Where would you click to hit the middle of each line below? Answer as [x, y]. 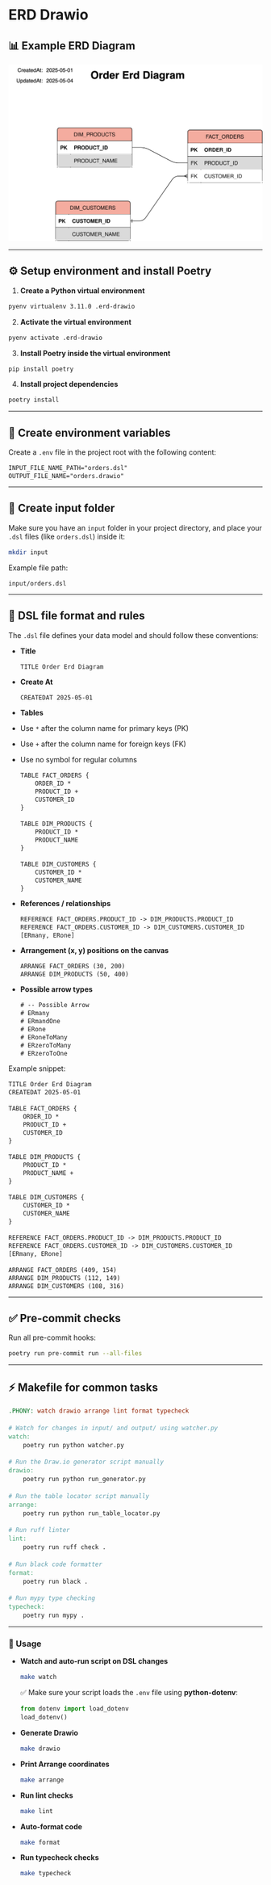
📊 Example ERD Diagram [72, 46]
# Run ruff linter [39, 1530]
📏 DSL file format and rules [77, 616]
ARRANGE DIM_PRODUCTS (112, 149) [65, 1278]
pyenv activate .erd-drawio [56, 338]
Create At [36, 682]
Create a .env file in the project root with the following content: [112, 452]
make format [40, 1842]
